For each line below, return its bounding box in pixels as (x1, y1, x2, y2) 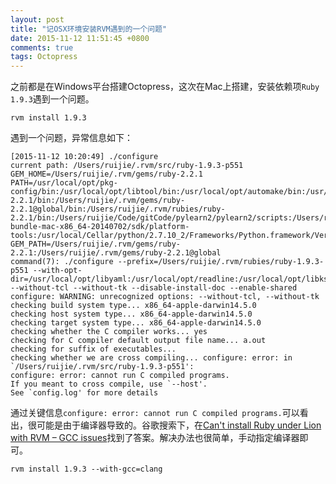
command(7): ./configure (10, 257, 114, 267)
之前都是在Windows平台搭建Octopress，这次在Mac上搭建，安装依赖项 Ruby (10, 81, 320, 93)
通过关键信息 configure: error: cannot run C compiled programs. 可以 (10, 407, 300, 419)
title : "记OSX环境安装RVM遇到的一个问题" (10, 24, 168, 34)
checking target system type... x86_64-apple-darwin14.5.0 (10, 318, 262, 328)
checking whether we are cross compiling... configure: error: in (10, 353, 293, 363)
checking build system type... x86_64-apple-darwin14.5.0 (10, 301, 257, 311)
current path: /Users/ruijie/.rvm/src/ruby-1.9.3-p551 (10, 161, 244, 171)
